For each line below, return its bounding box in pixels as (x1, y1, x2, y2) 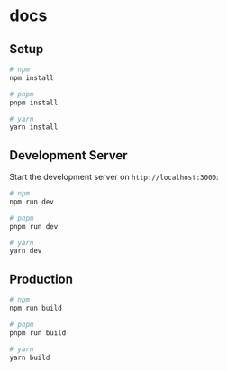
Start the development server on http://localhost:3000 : (9, 172, 219, 183)
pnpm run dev (9, 222, 59, 231)
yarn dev (9, 247, 42, 256)
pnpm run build (9, 328, 67, 338)
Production (9, 271, 74, 286)
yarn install (9, 122, 59, 131)
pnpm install (9, 98, 59, 107)
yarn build (9, 353, 50, 362)
